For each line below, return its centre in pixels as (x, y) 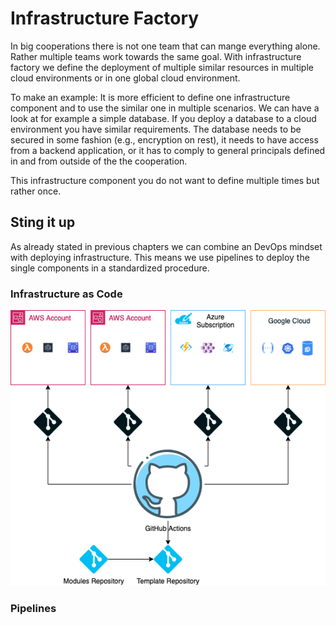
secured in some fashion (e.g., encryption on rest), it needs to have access (164, 139)
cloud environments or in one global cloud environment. (125, 78)
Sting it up (43, 222)
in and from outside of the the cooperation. (99, 161)
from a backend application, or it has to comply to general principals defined (168, 150)
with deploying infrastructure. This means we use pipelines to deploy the (160, 257)
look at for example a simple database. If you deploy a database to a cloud (163, 118)
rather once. (36, 191)
